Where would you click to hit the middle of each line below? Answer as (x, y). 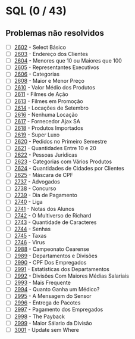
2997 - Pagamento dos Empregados (59, 310)
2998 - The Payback (39, 316)
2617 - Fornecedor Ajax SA (47, 121)
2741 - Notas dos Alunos (44, 209)
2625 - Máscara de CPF (44, 175)
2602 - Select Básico (40, 47)
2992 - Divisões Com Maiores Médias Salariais (71, 276)
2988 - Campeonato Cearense (52, 249)
